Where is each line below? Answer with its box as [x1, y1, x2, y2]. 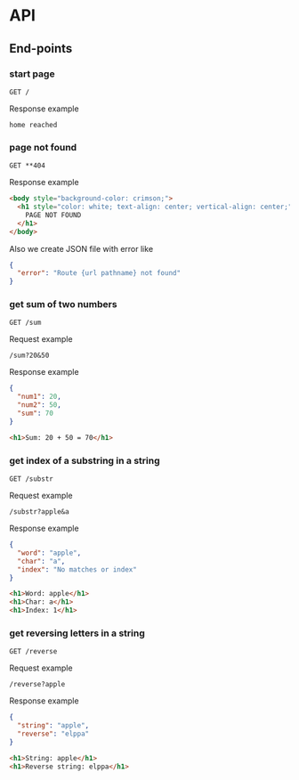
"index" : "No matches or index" [17, 565, 138, 574]
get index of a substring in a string [9, 454, 160, 467]
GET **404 [9, 161, 46, 170]
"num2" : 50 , [17, 401, 62, 410]
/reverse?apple [9, 680, 66, 689]
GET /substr [9, 475, 53, 483]
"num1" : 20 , [17, 393, 62, 402]
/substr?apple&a [9, 508, 69, 516]
